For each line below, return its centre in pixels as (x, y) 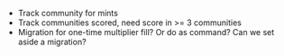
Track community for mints (68, 13)
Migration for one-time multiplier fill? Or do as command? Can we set (146, 32)
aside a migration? (52, 42)
